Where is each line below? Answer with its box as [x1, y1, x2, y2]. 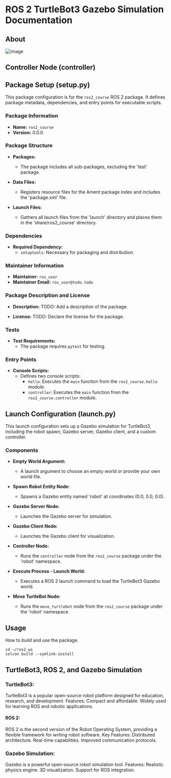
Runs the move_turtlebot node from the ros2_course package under [20, 603, 163, 609]
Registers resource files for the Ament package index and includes [20, 189, 161, 195]
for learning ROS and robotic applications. [5, 703, 93, 709]
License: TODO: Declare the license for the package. [12, 313, 125, 319]
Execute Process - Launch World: [12, 568, 85, 575]
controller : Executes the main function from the [28, 390, 129, 396]
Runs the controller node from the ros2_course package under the [20, 553, 162, 559]
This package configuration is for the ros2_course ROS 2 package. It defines [5, 94, 165, 100]
